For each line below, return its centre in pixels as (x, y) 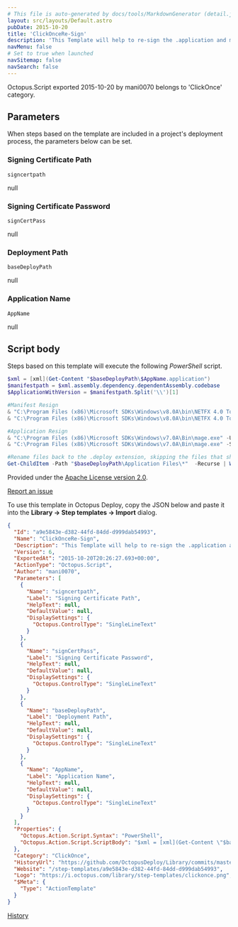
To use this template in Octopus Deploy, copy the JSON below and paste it (116, 505)
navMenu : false (30, 47)
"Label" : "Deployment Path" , (69, 717)
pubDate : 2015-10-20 (38, 27)
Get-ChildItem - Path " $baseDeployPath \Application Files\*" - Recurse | (117, 464)
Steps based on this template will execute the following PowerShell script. (115, 366)
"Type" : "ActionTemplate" (58, 889)
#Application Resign (38, 431)
